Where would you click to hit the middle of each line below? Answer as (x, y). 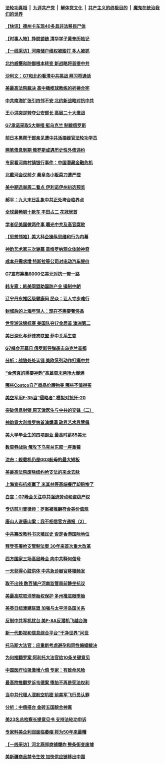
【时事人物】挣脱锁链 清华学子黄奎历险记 (47, 39)
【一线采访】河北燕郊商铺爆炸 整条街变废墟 (49, 744)
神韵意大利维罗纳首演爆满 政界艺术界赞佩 (47, 422)
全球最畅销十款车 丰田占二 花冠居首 (41, 212)
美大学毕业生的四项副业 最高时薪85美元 (46, 435)
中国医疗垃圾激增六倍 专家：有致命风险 (45, 670)
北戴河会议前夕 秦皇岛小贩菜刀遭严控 (43, 175)
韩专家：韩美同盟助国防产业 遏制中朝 (43, 286)
